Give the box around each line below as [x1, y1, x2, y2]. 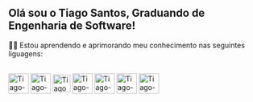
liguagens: [8, 48, 43, 59]
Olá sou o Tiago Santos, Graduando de [8, 6, 205, 20]
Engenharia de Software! [8, 19, 136, 33]
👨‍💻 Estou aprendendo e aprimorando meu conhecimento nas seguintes [8, 40, 246, 50]
